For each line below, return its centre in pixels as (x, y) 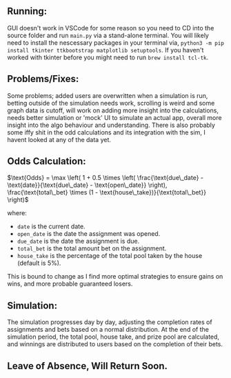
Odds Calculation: (47, 161)
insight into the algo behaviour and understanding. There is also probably (111, 125)
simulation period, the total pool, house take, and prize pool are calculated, (113, 337)
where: (17, 213)
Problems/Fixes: (43, 79)
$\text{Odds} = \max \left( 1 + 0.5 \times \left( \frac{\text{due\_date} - (105, 178)
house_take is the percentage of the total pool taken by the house (110, 256)
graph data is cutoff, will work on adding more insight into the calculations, (113, 110)
